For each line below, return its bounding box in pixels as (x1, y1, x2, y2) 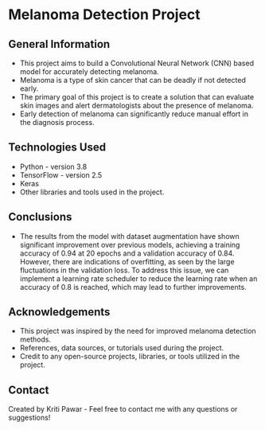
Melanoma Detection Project (8, 6, 201, 24)
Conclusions (8, 210, 72, 224)
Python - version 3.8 (19, 162, 88, 171)
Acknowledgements (8, 305, 111, 319)
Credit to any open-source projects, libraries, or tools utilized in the (19, 352, 240, 362)
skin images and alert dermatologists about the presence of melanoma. (19, 101, 254, 110)
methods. (19, 334, 52, 344)
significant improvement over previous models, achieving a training (19, 240, 240, 249)
